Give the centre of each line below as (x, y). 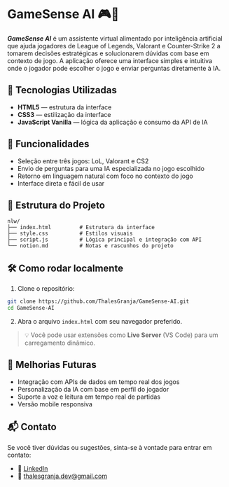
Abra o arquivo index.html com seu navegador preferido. (100, 321)
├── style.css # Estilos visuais (70, 234)
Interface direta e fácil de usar (61, 183)
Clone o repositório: (46, 289)
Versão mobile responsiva (55, 404)
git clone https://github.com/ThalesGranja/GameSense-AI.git (98, 302)
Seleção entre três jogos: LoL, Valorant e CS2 (83, 161)
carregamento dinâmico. (60, 343)
